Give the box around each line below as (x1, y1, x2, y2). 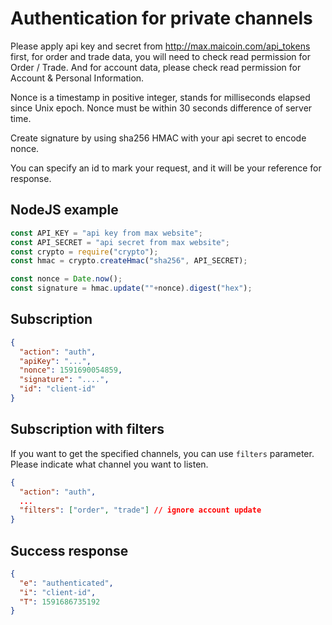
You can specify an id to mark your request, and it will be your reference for (10, 162, 322, 174)
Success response (10, 542, 129, 559)
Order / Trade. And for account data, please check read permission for (10, 61, 302, 73)
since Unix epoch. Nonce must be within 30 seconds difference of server (10, 102, 313, 114)
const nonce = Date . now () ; (10, 274, 123, 284)
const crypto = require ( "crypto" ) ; (10, 247, 159, 257)
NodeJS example (10, 202, 119, 219)
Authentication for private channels (10, 7, 313, 30)
